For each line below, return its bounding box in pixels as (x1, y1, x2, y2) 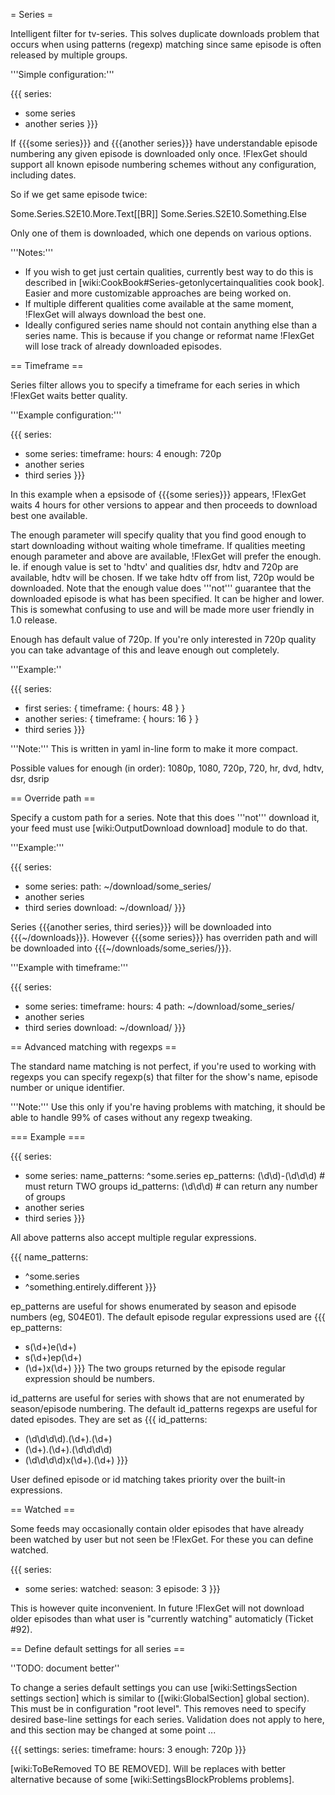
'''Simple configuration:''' (10, 69, 115, 80)
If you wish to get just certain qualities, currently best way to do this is (24, 266, 314, 278)
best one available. (10, 510, 88, 521)
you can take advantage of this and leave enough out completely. (10, 644, 280, 656)
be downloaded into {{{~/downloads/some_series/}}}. (10, 942, 232, 954)
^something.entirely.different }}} (24, 1281, 157, 1293)
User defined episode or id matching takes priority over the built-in (10, 1474, 286, 1485)
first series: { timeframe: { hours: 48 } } (24, 702, 186, 714)
